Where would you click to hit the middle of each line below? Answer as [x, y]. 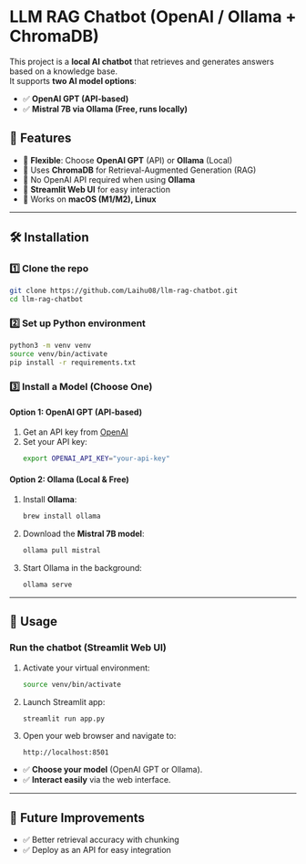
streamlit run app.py [63, 719]
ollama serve [47, 585]
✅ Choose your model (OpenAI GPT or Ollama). [112, 770]
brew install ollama [61, 516]
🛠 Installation [49, 238]
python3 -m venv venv [51, 346]
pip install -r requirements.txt [73, 363]
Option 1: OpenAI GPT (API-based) [76, 412]
